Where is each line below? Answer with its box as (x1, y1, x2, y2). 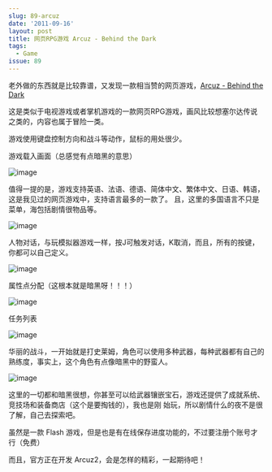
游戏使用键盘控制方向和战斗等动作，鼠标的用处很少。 (8, 133, 187, 143)
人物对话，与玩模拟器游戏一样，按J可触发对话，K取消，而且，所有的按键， (8, 237, 260, 247)
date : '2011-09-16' (8, 19, 75, 28)
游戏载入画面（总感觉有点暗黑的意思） (8, 151, 136, 161)
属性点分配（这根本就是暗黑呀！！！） (8, 280, 136, 290)
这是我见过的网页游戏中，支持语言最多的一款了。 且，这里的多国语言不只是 (8, 194, 260, 204)
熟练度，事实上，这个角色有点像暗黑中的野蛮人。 (8, 357, 172, 366)
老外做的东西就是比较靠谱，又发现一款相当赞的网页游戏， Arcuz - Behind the (8, 80, 264, 90)
